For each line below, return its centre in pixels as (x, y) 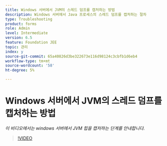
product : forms (21, 24)
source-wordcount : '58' (30, 65)
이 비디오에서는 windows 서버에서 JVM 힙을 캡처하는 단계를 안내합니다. (75, 128)
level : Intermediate (27, 33)
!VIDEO (25, 138)
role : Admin (17, 28)
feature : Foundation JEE (31, 42)
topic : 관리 (17, 47)
